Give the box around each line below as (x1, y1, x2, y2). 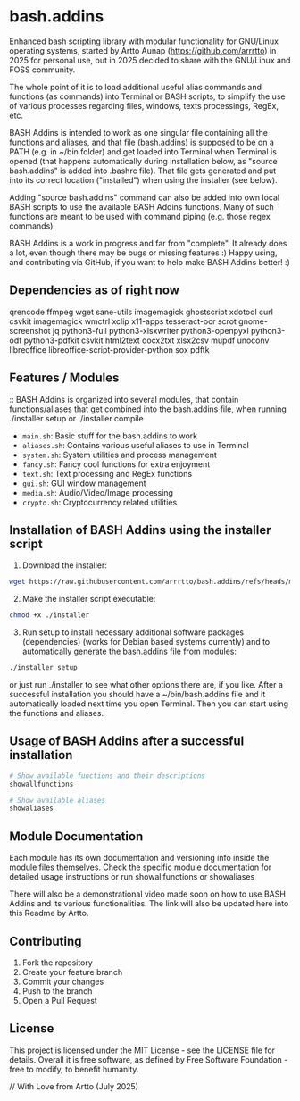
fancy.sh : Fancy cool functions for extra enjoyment (21, 458, 211, 470)
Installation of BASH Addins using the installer (9, 522, 271, 538)
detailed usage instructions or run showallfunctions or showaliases (9, 872, 255, 882)
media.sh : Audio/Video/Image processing (21, 487, 174, 497)
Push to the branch (21, 985, 93, 997)
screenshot (9, 325, 51, 336)
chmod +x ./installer (9, 611, 90, 620)
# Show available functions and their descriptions (9, 771, 205, 780)
